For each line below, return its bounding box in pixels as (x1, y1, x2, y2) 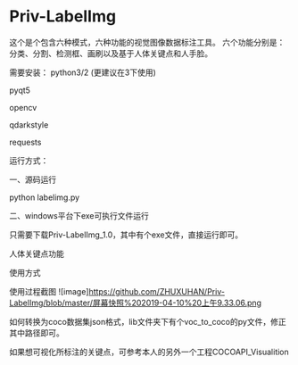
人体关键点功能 (9, 248, 64, 259)
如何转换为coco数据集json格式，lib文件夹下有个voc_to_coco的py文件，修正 (9, 316, 287, 327)
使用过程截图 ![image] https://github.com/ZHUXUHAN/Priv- (9, 286, 226, 296)
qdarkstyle (9, 119, 49, 130)
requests (9, 137, 42, 147)
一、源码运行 (9, 174, 56, 185)
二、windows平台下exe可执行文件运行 (9, 210, 150, 220)
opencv (9, 102, 37, 112)
